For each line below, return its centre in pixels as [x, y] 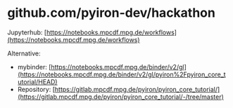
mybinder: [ [34, 67]
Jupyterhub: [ [27, 32]
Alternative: [24, 53]
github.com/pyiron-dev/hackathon [112, 13]
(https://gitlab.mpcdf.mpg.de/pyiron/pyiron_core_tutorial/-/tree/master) [120, 97]
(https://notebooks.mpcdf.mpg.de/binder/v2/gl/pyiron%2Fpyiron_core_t [122, 74]
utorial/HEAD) [37, 81]
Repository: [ [36, 89]
